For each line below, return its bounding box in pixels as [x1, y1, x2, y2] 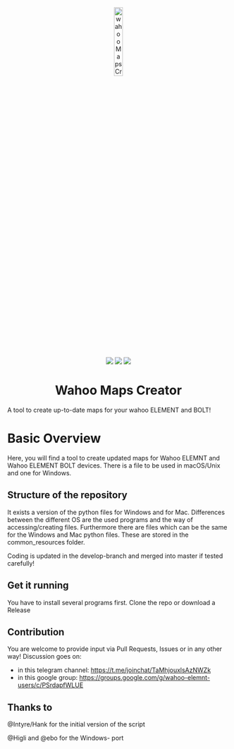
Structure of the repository [7, 489, 128, 501]
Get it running [7, 580, 69, 592]
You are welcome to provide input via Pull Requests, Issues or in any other [7, 645, 223, 653]
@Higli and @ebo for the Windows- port [7, 733, 124, 743]
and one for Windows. [7, 468, 72, 477]
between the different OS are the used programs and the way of [7, 515, 194, 524]
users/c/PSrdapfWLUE [17, 681, 84, 690]
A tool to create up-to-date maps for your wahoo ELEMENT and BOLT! [7, 406, 211, 414]
